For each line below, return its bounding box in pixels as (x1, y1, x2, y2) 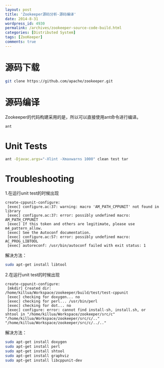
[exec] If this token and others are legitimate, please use (7, 222, 135, 227)
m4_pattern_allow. (5, 226, 43, 231)
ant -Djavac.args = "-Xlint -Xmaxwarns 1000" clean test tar (5, 157, 129, 162)
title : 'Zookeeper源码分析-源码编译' (5, 12, 77, 17)
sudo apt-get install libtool (5, 262, 67, 268)
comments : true (5, 39, 36, 44)
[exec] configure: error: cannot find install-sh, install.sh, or (7, 307, 146, 312)
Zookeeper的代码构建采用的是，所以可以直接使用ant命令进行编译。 (5, 114, 141, 120)
